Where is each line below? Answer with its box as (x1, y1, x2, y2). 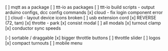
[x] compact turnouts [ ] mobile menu (5, 40, 83, 46)
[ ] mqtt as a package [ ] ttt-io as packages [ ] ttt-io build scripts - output (5, 4, 155, 10)
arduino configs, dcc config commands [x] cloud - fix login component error (5, 9, 163, 15)
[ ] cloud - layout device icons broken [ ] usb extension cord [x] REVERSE (5, 15, 156, 20)
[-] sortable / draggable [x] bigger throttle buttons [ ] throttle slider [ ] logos (5, 35, 160, 41)
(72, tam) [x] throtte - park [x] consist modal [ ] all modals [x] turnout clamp (5, 20, 161, 26)
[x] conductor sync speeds (5, 25, 61, 31)
